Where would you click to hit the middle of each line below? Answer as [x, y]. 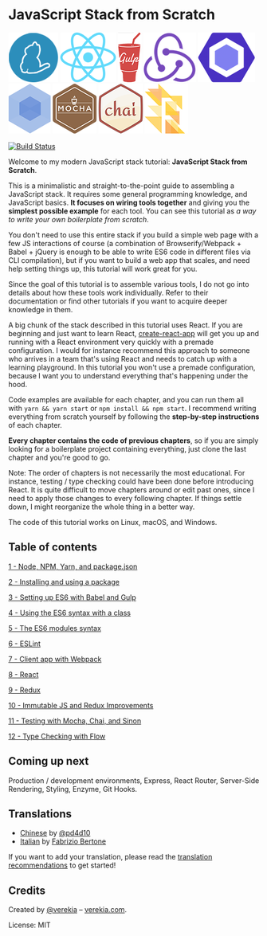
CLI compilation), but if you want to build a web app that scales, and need [129, 260]
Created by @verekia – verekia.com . [68, 910]
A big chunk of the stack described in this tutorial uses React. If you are [126, 325]
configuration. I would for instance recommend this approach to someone [129, 350]
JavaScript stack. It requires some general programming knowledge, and [128, 194]
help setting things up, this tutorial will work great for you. [103, 268]
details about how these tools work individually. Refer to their [108, 292]
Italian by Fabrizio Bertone [63, 841]
